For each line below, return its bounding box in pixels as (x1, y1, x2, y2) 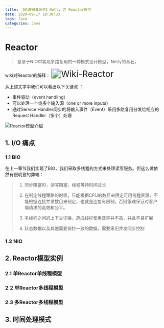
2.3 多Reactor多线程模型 (5, 299, 64, 305)
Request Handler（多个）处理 (12, 113, 72, 118)
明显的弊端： (18, 171, 44, 177)
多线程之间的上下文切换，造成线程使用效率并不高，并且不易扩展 (24, 215, 153, 221)
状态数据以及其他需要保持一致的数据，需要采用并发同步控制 (24, 225, 145, 231)
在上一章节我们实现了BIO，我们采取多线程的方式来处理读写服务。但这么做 (5, 165, 154, 171)
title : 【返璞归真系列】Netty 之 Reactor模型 (5, 7, 92, 12)
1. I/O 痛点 (5, 139, 35, 147)
